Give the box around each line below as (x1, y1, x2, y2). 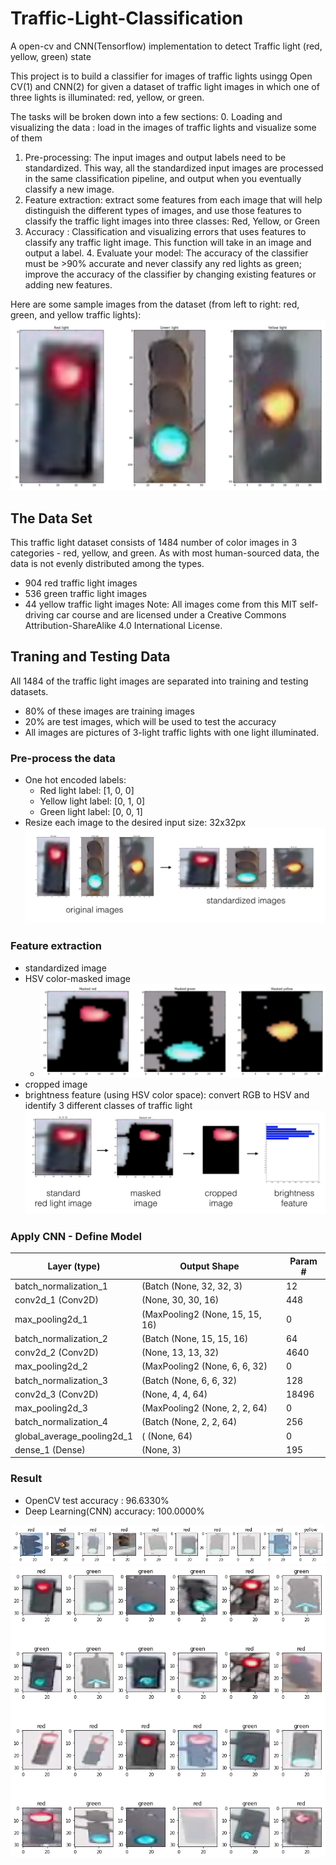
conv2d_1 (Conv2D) (14, 1294, 99, 1306)
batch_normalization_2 (14, 1332, 108, 1344)
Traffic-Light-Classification (10, 7, 244, 30)
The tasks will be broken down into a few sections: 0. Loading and (10, 110, 283, 122)
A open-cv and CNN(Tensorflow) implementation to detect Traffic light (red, (10, 40, 323, 52)
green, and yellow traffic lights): (10, 308, 142, 321)
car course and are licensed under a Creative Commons (56, 608, 287, 621)
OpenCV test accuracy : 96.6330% (24, 1494, 170, 1506)
